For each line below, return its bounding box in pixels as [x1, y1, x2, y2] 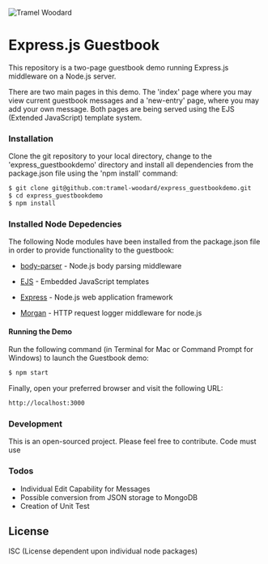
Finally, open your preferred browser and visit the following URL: [8, 384, 223, 393]
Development [8, 418, 63, 430]
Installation [8, 133, 54, 144]
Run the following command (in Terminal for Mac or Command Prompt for [8, 345, 253, 354]
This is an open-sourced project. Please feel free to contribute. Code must [8, 437, 257, 447]
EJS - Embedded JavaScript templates [19, 277, 150, 286]
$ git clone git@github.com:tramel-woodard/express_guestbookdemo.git [8, 184, 252, 193]
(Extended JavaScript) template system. [8, 112, 143, 122]
